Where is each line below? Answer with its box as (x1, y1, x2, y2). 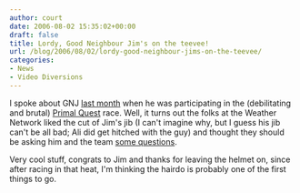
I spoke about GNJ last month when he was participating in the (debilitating (9, 97, 292, 108)
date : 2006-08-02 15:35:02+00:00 (9, 22, 136, 31)
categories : (9, 56, 55, 65)
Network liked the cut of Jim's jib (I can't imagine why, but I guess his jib (9, 117, 281, 127)
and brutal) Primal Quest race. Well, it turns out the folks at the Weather (9, 107, 277, 118)
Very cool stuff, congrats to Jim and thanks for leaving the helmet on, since (9, 154, 291, 165)
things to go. (9, 173, 57, 184)
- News (9, 65, 35, 74)
